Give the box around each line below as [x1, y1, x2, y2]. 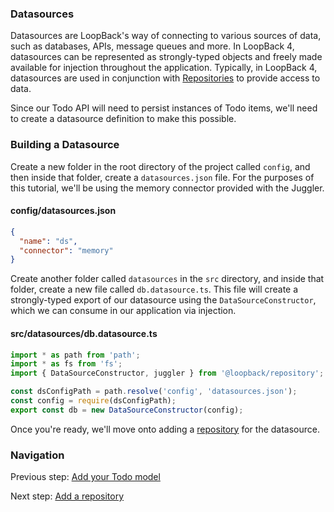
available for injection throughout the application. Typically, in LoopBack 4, [10, 62, 318, 74]
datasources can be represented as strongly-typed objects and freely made [10, 51, 323, 63]
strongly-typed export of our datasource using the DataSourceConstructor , [10, 294, 317, 306]
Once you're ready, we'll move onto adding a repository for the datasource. [10, 423, 320, 435]
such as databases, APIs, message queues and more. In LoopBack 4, [10, 40, 295, 52]
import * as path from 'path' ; [10, 350, 141, 360]
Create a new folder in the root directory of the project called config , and [10, 160, 311, 172]
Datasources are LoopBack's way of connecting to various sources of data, [10, 30, 322, 42]
